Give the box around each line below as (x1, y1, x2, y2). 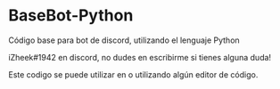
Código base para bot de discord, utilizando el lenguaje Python (8, 35, 240, 45)
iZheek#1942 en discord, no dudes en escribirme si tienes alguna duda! (8, 52, 272, 62)
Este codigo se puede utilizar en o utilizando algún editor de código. (8, 69, 259, 80)
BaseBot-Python (8, 5, 134, 26)
